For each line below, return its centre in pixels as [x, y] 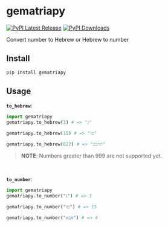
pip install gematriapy [36, 72]
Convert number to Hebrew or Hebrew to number [68, 39]
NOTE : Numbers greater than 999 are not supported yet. [91, 156]
